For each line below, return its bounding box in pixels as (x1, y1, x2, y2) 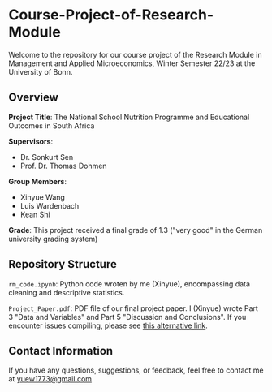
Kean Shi (19, 209, 50, 219)
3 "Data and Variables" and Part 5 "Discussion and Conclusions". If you (8, 312, 247, 321)
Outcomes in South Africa (8, 120, 95, 131)
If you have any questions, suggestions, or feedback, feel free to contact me (8, 365, 264, 375)
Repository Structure (8, 257, 118, 271)
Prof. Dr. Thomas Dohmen (19, 161, 107, 170)
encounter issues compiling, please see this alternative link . (8, 321, 209, 330)
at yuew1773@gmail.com (8, 374, 92, 384)
